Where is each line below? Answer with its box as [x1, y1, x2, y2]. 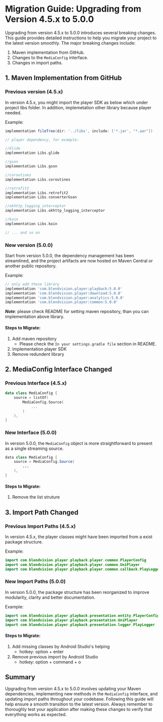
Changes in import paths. [12, 60, 63, 66]
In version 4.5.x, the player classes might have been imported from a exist [5, 534, 153, 540]
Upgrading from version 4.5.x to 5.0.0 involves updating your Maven [5, 686, 141, 692]
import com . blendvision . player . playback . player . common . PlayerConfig [5, 558, 147, 562]
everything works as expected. [5, 712, 67, 718]
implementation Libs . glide [5, 150, 60, 156]
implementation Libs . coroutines [5, 177, 70, 182]
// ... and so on [5, 230, 40, 235]
